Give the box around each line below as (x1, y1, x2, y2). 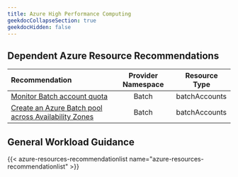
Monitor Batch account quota (11, 91, 108, 101)
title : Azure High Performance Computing (7, 10, 132, 18)
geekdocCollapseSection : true (7, 17, 97, 24)
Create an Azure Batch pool (11, 103, 103, 113)
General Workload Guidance (7, 136, 135, 148)
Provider (128, 71, 158, 81)
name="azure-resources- (129, 155, 204, 163)
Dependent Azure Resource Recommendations (7, 50, 220, 62)
